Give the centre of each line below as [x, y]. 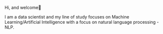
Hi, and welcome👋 [23, 8]
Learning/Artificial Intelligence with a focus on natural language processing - [82, 22]
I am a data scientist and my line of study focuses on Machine [67, 17]
